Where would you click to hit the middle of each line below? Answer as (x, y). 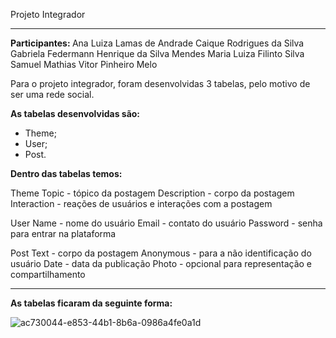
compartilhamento (48, 274)
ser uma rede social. (52, 94)
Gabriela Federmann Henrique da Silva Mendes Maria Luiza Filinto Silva (157, 53)
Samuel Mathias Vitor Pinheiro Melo (84, 64)
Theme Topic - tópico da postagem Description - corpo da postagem (152, 193)
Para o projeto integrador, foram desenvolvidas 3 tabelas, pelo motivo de (160, 83)
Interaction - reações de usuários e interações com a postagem (141, 203)
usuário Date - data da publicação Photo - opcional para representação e (161, 263)
